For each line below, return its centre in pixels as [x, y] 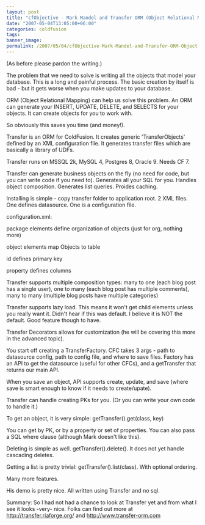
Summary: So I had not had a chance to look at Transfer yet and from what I [102, 502]
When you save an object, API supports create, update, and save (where [97, 381]
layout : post [23, 12]
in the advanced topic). [35, 338]
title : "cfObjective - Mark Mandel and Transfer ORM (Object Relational [101, 18]
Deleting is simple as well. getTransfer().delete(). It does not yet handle [95, 448]
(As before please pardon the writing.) [54, 63]
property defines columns [39, 270]
